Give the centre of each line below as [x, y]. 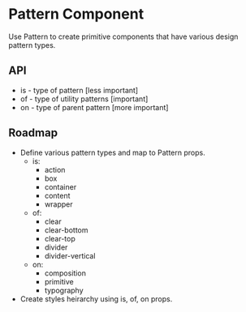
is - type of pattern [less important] [79, 90]
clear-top [60, 238]
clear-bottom [66, 230]
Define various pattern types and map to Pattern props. [112, 152]
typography [64, 290]
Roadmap [33, 133]
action [55, 169]
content [57, 195]
